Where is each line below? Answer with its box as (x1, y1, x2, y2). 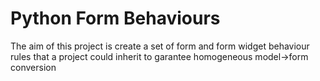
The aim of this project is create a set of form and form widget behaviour (10, 40, 310, 52)
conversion (10, 61, 57, 73)
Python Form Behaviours (10, 7, 221, 30)
